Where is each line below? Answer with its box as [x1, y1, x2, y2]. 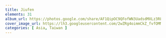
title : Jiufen [5, 7, 35, 12]
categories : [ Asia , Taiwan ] [5, 26, 68, 31]
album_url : [5, 16, 28, 21]
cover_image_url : [5, 21, 41, 26]
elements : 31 [5, 12, 32, 17]
